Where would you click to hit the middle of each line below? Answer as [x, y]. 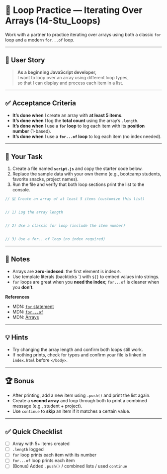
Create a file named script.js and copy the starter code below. [78, 168]
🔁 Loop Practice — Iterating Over [74, 10]
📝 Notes [18, 259]
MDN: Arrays [26, 317]
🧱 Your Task [24, 157]
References [17, 297]
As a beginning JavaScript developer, [57, 72]
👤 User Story [25, 60]
